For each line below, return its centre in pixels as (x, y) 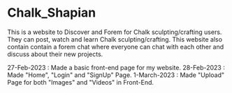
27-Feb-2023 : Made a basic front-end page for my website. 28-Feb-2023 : (116, 67)
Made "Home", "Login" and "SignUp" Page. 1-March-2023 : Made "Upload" (116, 75)
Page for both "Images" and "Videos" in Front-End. (81, 82)
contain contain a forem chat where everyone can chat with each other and (116, 46)
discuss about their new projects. (55, 54)
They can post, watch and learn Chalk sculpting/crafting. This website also (115, 39)
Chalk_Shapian (52, 13)
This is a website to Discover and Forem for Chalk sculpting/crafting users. (115, 32)
